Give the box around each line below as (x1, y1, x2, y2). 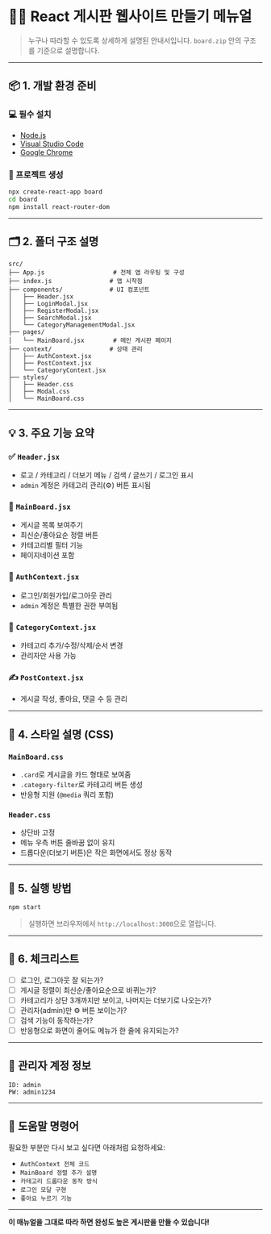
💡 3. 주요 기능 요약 (8, 426, 94, 440)
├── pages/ (8, 328, 45, 336)
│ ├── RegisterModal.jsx (8, 307, 99, 315)
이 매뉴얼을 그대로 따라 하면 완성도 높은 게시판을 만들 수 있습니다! (8, 1217, 210, 1227)
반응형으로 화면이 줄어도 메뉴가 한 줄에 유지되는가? (19, 1026, 179, 1036)
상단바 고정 (19, 828, 56, 837)
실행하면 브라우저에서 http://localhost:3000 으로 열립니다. (27, 919, 217, 928)
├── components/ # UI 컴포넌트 (8, 286, 150, 294)
